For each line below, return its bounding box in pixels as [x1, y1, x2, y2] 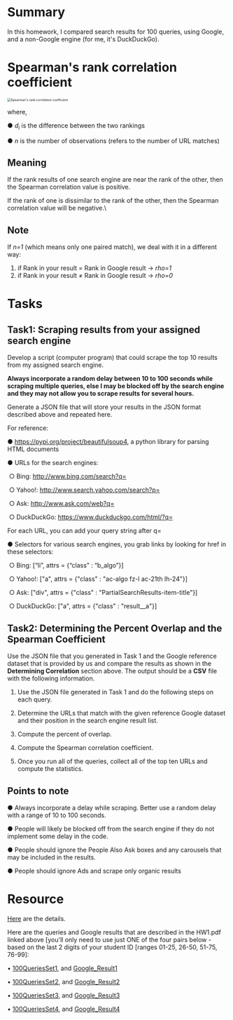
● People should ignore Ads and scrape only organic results [7, 866, 182, 875]
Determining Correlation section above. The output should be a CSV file [7, 667, 218, 676]
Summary [7, 4, 65, 20]
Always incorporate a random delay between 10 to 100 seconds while [7, 375, 213, 383]
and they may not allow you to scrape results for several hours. [7, 389, 195, 398]
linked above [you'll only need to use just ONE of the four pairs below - [7, 935, 212, 944]
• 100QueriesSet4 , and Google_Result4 [7, 1005, 120, 1013]
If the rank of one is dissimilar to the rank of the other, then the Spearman [7, 196, 219, 205]
